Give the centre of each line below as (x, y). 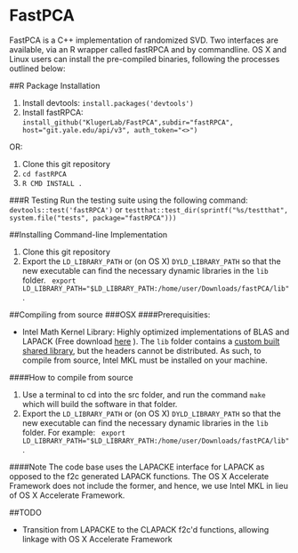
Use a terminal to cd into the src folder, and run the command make (144, 394)
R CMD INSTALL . (52, 183)
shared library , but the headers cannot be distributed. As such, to (141, 350)
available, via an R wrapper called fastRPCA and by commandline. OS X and (148, 49)
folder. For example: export (74, 432)
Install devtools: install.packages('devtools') (108, 102)
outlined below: (37, 68)
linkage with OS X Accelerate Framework (97, 539)
